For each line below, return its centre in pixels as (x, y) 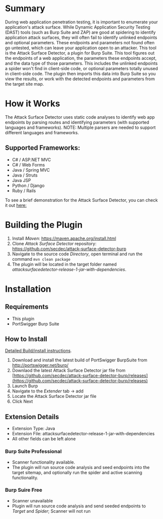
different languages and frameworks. (42, 132)
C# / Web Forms (28, 165)
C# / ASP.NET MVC (31, 160)
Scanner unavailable (33, 501)
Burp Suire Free (24, 490)
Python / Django (28, 185)
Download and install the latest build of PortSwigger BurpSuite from (80, 360)
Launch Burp (25, 386)
